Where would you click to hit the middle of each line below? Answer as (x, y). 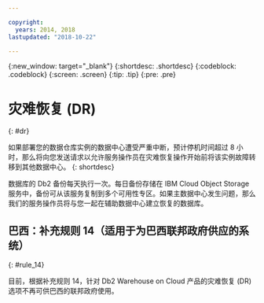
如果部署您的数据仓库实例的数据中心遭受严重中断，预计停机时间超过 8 (121, 147)
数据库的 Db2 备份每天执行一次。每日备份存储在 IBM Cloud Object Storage (129, 184)
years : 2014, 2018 (46, 30)
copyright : (26, 22)
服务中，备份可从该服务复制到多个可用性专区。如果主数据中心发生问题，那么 (132, 194)
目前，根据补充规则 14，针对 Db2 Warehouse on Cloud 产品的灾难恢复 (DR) (130, 281)
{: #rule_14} (26, 265)
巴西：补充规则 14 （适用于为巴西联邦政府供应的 (124, 230)
